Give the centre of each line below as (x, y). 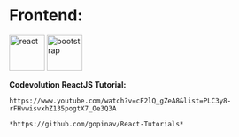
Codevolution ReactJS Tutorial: (68, 84)
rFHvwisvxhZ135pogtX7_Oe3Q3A (63, 108)
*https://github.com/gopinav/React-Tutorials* (96, 124)
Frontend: (46, 15)
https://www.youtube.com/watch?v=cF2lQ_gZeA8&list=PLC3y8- (120, 101)
